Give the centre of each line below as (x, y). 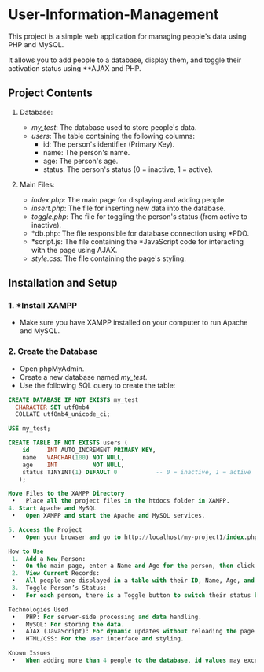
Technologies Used (38, 609)
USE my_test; (29, 429)
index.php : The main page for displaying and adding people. (128, 199)
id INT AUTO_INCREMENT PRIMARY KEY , (89, 451)
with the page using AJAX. (74, 250)
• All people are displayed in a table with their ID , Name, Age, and (133, 581)
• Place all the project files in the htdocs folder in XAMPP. (121, 501)
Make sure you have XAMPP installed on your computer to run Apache (134, 323)
